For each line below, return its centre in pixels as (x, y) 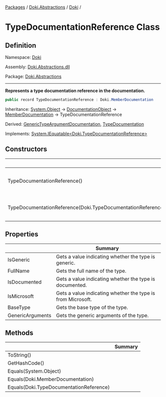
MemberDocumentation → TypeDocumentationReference (64, 114)
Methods (19, 333)
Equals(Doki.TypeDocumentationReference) (59, 387)
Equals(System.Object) (34, 371)
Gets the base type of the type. (92, 307)
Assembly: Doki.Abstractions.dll (38, 67)
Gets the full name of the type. (91, 271)
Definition (21, 45)
